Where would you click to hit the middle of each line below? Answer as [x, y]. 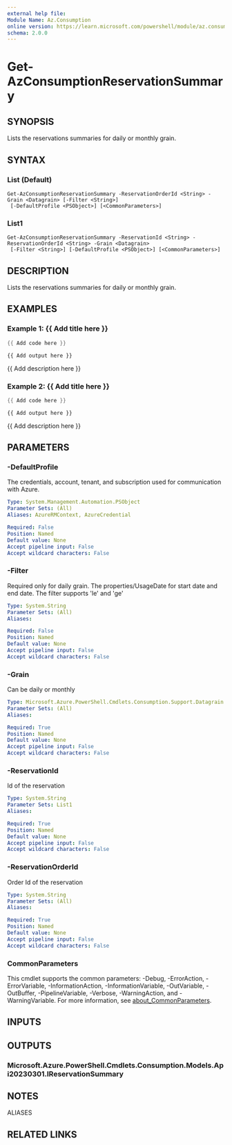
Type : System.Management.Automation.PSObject [74, 502]
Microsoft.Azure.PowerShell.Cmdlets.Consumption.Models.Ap [116, 1065]
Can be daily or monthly [41, 689]
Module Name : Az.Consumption [49, 20]
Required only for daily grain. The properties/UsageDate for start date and [112, 586]
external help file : [37, 13]
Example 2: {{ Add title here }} [59, 386]
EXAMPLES [32, 309]
